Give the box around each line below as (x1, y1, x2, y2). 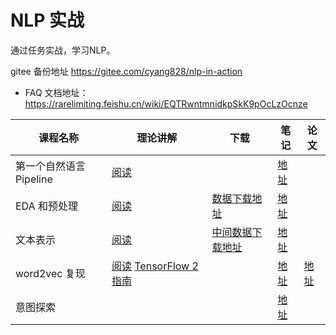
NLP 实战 (10, 9, 85, 32)
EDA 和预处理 (15, 199, 78, 213)
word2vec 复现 (15, 266, 86, 280)
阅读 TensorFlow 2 (111, 259, 199, 273)
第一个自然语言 (15, 159, 87, 173)
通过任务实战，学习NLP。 (10, 44, 116, 56)
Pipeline (15, 172, 53, 186)
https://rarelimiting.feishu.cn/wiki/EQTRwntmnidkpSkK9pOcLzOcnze (24, 97, 308, 110)
